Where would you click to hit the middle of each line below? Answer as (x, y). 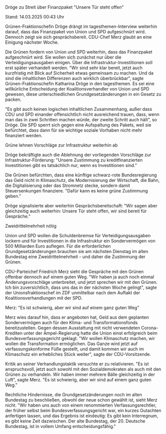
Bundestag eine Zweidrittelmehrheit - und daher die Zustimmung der (75, 257)
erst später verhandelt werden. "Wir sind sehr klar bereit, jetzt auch (74, 68)
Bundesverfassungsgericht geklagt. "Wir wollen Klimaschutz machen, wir (80, 338)
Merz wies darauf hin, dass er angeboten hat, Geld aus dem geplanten (77, 317)
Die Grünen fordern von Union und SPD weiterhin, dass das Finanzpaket (79, 52)
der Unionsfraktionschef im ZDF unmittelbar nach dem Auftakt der (73, 293)
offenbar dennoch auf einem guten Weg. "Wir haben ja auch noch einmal (80, 277)
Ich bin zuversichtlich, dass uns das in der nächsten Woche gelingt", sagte (81, 287)
